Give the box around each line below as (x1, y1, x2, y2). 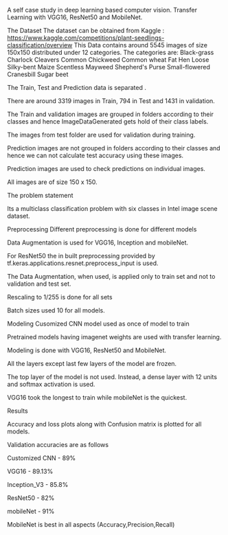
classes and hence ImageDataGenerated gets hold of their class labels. (7, 117, 209, 126)
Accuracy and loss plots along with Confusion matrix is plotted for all (7, 420, 202, 428)
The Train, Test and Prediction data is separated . (7, 84, 146, 91)
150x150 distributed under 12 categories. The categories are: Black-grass (7, 48, 214, 56)
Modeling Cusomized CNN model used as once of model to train (7, 319, 190, 328)
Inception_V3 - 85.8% (7, 481, 69, 488)
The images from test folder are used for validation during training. (7, 130, 196, 139)
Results (7, 407, 29, 415)
